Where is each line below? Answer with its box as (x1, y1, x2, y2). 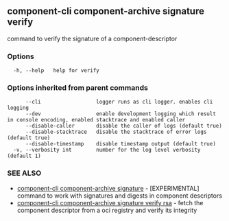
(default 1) (7, 152, 41, 160)
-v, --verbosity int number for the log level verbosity (13, 147, 201, 154)
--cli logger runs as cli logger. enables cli (25, 99, 213, 106)
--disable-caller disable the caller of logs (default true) (25, 123, 223, 130)
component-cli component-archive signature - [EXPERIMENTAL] (16, 184, 200, 192)
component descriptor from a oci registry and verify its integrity (16, 206, 197, 214)
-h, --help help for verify (13, 67, 99, 74)
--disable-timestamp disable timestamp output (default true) (25, 141, 216, 148)
